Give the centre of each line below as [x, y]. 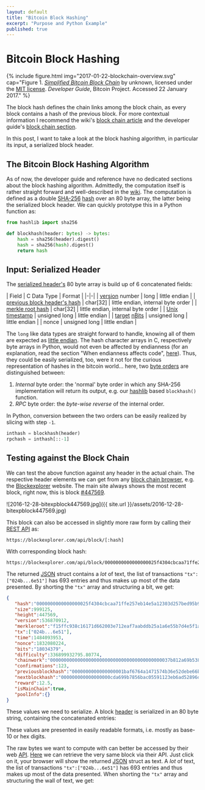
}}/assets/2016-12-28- [156, 504]
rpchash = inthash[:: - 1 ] [38, 439]
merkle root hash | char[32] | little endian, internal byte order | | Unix [92, 309]
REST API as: [23, 529]
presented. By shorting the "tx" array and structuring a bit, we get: [90, 587]
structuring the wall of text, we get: [50, 781]
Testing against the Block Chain [68, 458]
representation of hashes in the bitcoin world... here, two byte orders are [98, 366]
